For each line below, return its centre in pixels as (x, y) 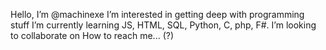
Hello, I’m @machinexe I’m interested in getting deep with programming (157, 14)
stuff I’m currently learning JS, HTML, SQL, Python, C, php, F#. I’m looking (163, 25)
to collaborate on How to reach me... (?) (92, 35)
